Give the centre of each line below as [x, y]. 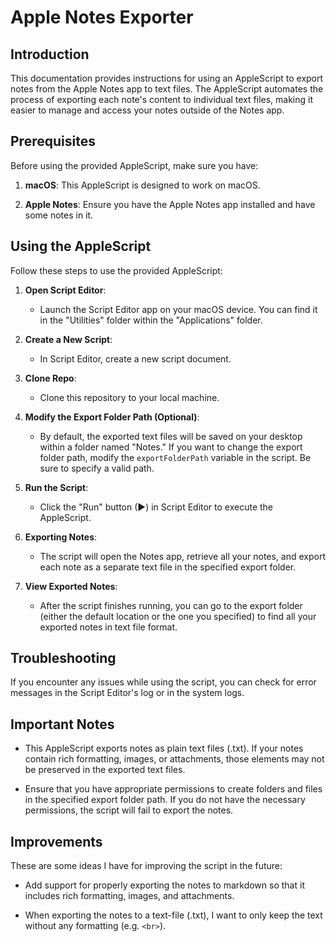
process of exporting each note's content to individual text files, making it [162, 99]
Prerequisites [53, 141]
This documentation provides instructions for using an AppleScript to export [167, 78]
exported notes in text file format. [108, 627]
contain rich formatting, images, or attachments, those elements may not [174, 759]
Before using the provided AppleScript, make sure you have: [134, 165]
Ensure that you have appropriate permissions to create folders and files [173, 789]
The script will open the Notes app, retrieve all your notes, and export [183, 556]
